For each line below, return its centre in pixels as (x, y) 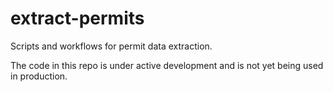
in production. (39, 76)
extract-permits (77, 18)
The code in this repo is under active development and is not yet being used (167, 65)
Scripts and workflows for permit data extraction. (111, 46)
